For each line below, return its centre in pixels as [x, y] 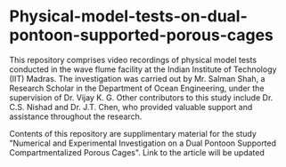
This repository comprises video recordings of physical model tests [133, 60]
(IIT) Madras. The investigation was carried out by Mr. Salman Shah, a [137, 78]
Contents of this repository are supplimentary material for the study [133, 133]
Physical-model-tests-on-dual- [128, 16]
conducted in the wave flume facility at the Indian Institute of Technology [143, 69]
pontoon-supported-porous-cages [142, 35]
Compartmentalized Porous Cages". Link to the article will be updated [137, 152]
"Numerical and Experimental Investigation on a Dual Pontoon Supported [143, 143]
